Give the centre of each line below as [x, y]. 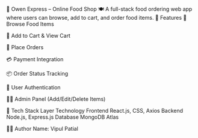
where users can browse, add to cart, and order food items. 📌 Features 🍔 [97, 18]
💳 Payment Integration [35, 59]
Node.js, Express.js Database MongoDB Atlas [63, 117]
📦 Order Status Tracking [37, 73]
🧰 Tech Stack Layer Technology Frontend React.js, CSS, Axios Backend [95, 111]
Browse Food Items [30, 24]
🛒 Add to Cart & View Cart [39, 36]
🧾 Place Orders [25, 47]
